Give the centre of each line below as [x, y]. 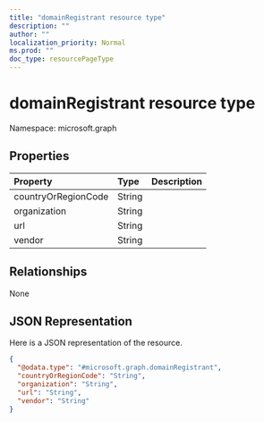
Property [33, 181]
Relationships [48, 272]
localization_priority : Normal [68, 42]
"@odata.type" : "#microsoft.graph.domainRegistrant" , [119, 367]
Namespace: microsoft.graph [63, 128]
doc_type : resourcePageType [62, 59]
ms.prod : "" [31, 51]
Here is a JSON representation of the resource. [96, 343]
